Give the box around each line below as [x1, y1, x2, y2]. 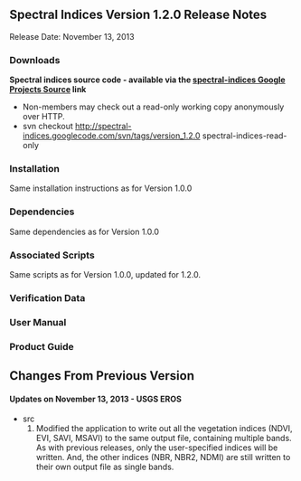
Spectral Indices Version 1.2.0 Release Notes [9, 7, 268, 23]
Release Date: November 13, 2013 [9, 31, 135, 42]
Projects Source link [9, 84, 87, 95]
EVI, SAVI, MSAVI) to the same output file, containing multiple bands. [35, 433, 292, 444]
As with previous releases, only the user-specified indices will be [35, 442, 278, 453]
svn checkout [22, 121, 74, 132]
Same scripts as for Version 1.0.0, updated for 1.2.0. [9, 269, 202, 279]
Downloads [9, 53, 61, 66]
